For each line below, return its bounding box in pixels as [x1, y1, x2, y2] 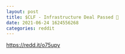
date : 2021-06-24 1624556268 [6, 20, 79, 26]
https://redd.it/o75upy [6, 42, 60, 49]
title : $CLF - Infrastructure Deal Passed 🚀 [6, 14, 119, 20]
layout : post [6, 8, 39, 15]
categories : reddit [6, 25, 55, 31]
